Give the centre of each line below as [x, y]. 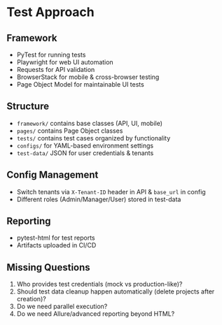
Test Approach [51, 12]
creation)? [31, 299]
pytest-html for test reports [56, 238]
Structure [28, 107]
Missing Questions [48, 267]
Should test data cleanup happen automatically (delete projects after [116, 291]
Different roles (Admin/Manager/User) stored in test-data [99, 199]
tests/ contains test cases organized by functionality [93, 138]
